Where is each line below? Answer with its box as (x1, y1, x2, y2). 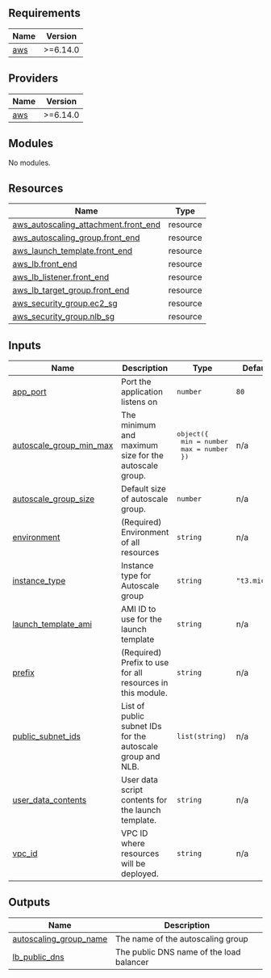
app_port (12, 386, 47, 398)
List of (120, 701, 145, 712)
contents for (120, 795, 168, 806)
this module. (120, 687, 168, 698)
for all (120, 667, 143, 678)
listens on (120, 396, 158, 407)
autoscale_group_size (12, 493, 95, 504)
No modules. (8, 158, 51, 168)
